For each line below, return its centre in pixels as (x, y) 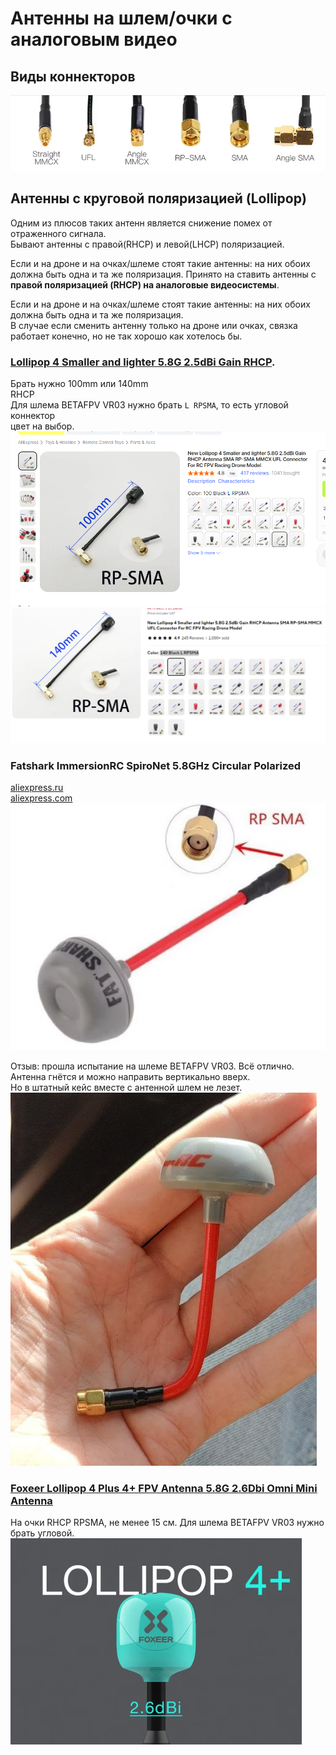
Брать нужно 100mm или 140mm (79, 384)
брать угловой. (42, 1533)
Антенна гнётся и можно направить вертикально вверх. (130, 1076)
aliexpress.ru (37, 787)
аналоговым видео (94, 39)
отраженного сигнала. (58, 233)
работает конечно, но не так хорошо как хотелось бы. (126, 336)
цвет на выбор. (42, 426)
